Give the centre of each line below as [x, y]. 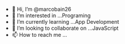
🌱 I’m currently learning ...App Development [65, 22]
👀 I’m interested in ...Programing [51, 15]
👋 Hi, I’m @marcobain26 [41, 9]
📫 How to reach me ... [39, 35]
